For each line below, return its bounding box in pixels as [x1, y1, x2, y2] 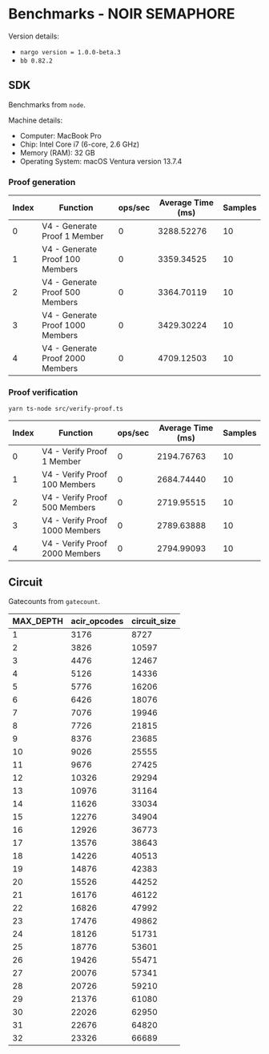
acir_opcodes [70, 616, 124, 627]
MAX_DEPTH [12, 616, 64, 627]
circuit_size [130, 616, 176, 627]
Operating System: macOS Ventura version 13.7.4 [19, 156, 183, 166]
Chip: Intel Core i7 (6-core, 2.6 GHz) [19, 139, 140, 149]
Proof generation [8, 176, 76, 187]
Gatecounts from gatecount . [8, 597, 100, 606]
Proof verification [8, 386, 78, 397]
